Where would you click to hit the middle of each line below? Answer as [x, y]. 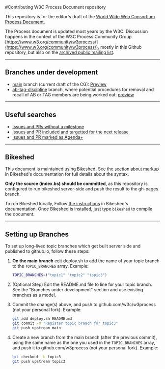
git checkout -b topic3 [37, 357]
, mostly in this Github [120, 47]
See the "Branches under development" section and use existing [78, 290]
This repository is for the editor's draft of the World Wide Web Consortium [80, 16]
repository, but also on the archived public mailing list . [60, 52]
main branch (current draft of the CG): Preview [59, 84]
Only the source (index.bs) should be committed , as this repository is [77, 184]
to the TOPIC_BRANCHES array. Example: [50, 266]
